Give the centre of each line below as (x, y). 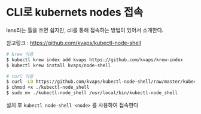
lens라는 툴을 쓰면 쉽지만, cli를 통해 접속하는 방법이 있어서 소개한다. (85, 30)
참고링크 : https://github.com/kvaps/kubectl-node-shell (74, 43)
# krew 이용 (20, 54)
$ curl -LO (20, 82)
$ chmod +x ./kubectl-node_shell (48, 88)
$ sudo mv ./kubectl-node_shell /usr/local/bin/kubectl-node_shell (92, 93)
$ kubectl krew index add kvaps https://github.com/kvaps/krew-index (95, 60)
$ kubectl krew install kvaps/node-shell (59, 65)
